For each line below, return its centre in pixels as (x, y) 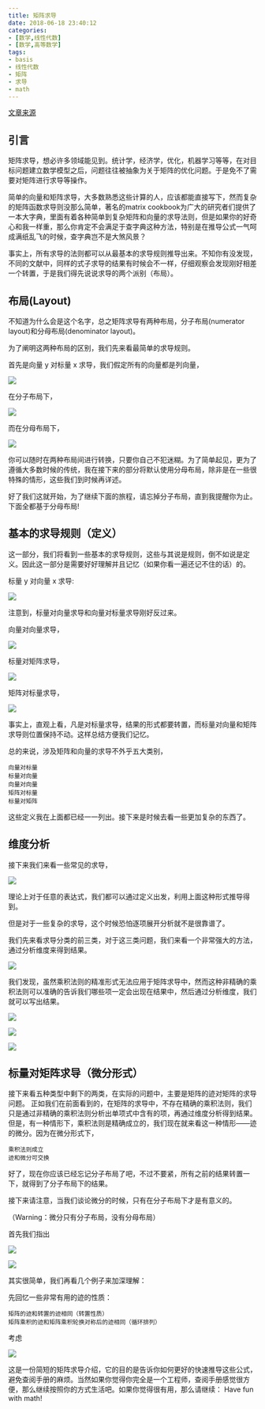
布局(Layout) (40, 300)
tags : (17, 52)
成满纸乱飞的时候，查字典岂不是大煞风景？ (77, 237)
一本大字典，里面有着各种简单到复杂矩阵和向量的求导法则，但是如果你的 (125, 217)
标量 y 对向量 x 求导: (41, 581)
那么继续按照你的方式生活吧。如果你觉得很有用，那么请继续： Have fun (138, 1389)
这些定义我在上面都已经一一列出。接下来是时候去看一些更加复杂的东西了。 (129, 817)
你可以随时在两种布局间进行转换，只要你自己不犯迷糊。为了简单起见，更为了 (132, 460)
